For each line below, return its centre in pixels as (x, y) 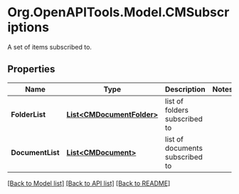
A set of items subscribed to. (50, 47)
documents (184, 148)
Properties (31, 69)
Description (185, 89)
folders (177, 110)
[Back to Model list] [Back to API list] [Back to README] (89, 183)
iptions (28, 27)
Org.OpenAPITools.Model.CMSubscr (118, 12)
